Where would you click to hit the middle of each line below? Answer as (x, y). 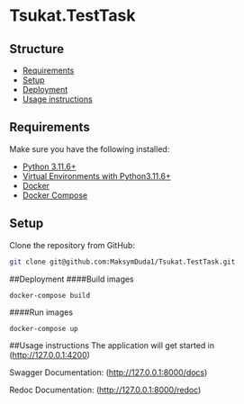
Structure (37, 49)
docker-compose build (50, 295)
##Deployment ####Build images (72, 279)
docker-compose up (44, 328)
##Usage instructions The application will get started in (112, 345)
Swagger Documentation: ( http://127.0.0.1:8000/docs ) (108, 372)
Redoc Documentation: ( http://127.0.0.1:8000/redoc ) (105, 390)
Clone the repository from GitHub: (72, 245)
